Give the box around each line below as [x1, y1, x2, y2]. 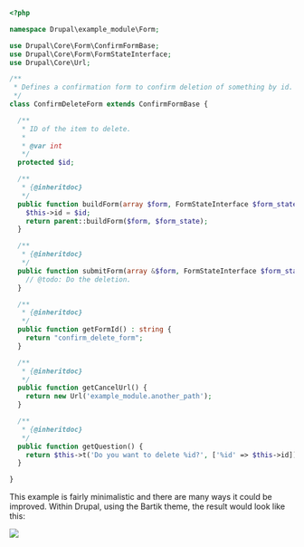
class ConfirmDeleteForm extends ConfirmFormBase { [9, 100, 208, 109]
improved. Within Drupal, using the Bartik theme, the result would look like [9, 501, 286, 512]
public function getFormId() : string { [17, 325, 172, 334]
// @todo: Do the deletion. [25, 274, 131, 284]
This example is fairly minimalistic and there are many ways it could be [9, 492, 273, 503]
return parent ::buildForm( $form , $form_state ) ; [25, 216, 208, 226]
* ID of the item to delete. [21, 124, 131, 133]
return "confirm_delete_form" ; [25, 333, 144, 342]
